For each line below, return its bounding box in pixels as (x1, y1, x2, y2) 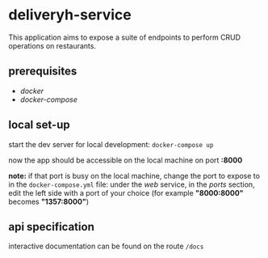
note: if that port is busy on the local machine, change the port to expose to (8, 171, 261, 180)
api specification (8, 220, 94, 234)
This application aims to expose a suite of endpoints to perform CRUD (8, 32, 241, 42)
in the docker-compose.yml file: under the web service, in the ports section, (8, 180, 256, 189)
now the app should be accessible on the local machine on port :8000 (8, 155, 243, 165)
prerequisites (8, 65, 77, 78)
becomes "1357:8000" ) (8, 197, 90, 206)
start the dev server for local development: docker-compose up (8, 139, 214, 149)
